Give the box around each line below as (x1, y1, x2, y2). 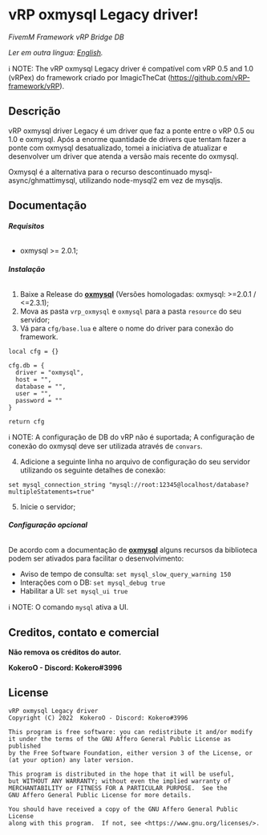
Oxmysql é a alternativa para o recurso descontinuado (8, 167, 188, 176)
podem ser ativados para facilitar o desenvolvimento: (8, 553, 184, 563)
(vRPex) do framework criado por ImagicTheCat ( (8, 72, 171, 82)
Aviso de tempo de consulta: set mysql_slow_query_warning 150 (19, 569, 232, 578)
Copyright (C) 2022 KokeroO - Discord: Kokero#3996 (8, 714, 188, 723)
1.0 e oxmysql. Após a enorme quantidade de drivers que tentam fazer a (8, 134, 247, 144)
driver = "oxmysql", (15, 368, 84, 376)
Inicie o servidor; (19, 501, 76, 511)
